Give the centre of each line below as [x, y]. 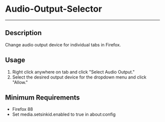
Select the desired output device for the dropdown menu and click [79, 77]
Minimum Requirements [42, 97]
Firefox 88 [23, 109]
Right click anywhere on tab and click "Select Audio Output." [73, 72]
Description [23, 33]
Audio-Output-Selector [54, 9]
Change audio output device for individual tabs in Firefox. [63, 44]
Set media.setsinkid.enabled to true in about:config [64, 114]
